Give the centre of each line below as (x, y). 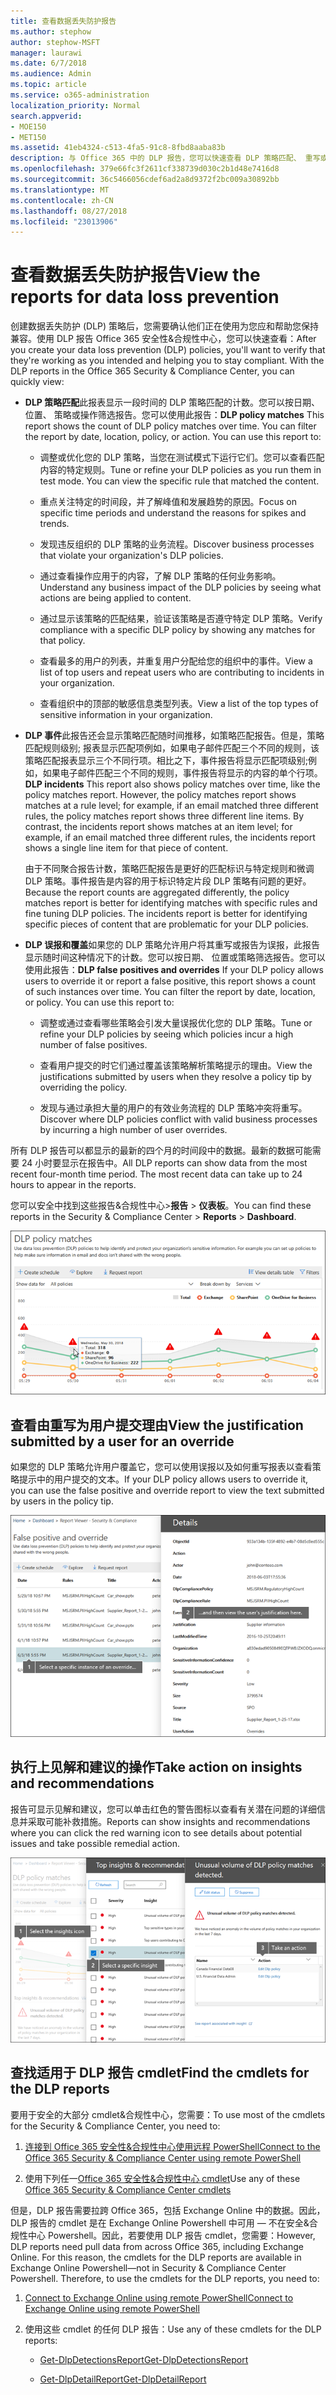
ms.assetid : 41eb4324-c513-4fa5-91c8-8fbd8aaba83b (118, 148)
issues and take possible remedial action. (95, 1843)
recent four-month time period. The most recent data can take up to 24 (156, 1174)
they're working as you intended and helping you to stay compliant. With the (167, 361)
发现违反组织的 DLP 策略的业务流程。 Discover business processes (177, 544)
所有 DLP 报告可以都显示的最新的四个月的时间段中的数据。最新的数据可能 (161, 1151)
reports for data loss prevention (145, 297)
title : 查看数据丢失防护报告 (63, 21)
